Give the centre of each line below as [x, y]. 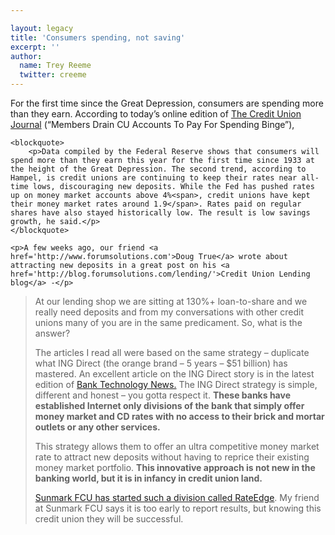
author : [26, 56]
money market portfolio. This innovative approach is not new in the [175, 467]
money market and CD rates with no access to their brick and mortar [179, 416]
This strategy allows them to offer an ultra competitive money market [177, 446]
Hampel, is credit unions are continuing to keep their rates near [154, 178]
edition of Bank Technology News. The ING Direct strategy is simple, [176, 384]
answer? [52, 333]
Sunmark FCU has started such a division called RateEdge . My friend [177, 497]
